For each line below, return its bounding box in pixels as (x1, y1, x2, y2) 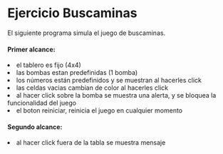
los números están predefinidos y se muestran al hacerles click (16, 76, 202, 85)
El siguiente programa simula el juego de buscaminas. (7, 29, 166, 37)
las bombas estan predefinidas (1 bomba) (16, 68, 138, 77)
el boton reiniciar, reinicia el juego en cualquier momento (16, 106, 183, 115)
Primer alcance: (7, 45, 56, 53)
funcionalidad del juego (7, 98, 77, 108)
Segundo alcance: (7, 123, 63, 131)
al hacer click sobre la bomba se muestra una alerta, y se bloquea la (16, 91, 217, 100)
